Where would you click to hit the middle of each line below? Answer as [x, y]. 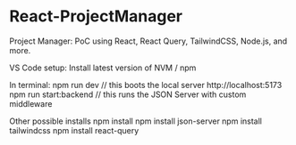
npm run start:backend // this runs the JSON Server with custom [128, 94]
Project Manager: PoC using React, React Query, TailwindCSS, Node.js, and [148, 41]
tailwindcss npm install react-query [74, 130]
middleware [31, 103]
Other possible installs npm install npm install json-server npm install [135, 121]
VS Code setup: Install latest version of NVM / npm [103, 68]
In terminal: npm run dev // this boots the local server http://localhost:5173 [146, 85]
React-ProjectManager [96, 16]
